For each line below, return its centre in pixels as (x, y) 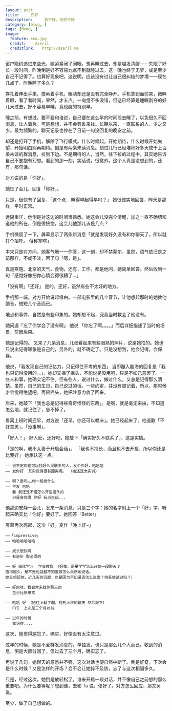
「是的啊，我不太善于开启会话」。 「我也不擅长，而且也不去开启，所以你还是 (85, 448)
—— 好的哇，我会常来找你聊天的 (34, 587)
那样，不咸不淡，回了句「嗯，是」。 (47, 258)
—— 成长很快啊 (18, 551)
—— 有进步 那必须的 (23, 556)
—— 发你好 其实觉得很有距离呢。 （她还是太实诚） (52, 471)
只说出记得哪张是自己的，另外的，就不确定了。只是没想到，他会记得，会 (81, 349)
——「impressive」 (23, 535)
